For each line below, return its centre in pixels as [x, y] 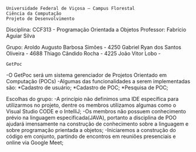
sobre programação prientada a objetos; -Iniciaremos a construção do [91, 130]
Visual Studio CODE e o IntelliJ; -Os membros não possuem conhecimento [96, 111]
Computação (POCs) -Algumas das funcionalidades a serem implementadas [98, 81]
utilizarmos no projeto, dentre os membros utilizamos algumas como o [91, 105]
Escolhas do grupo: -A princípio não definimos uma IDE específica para [92, 99]
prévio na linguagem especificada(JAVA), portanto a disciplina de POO [92, 118]
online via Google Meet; [35, 143]
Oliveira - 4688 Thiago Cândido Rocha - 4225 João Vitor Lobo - [84, 53]
